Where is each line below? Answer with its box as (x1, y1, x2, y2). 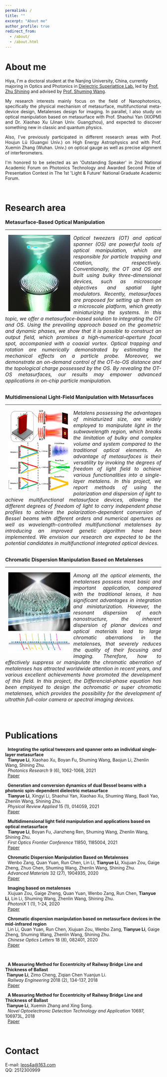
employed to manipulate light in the (73, 422, 162, 429)
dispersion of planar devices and (73, 621, 162, 628)
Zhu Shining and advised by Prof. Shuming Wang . (5, 88, 107, 94)
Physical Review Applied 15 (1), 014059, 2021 (7, 803, 100, 809)
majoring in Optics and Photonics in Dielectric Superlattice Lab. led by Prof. (5, 83, 159, 89)
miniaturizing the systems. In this (73, 309, 162, 316)
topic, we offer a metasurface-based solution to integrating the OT (5, 315, 162, 322)
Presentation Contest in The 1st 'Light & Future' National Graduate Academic (5, 170, 162, 176)
